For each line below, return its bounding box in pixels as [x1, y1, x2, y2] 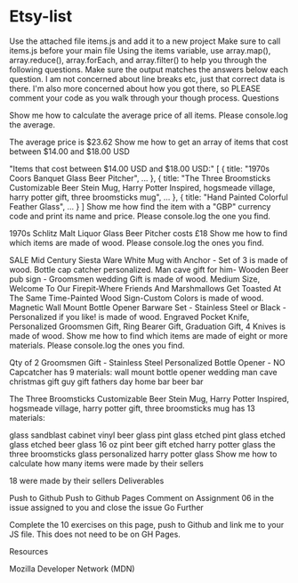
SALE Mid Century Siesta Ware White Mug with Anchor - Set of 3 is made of [9, 254, 288, 265]
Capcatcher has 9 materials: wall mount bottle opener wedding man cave [9, 366, 278, 377]
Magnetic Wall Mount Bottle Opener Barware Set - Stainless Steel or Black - [9, 301, 286, 313]
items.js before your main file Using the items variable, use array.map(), [9, 45, 271, 55]
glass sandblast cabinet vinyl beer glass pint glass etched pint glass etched [9, 430, 286, 440]
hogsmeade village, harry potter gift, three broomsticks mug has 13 [9, 403, 255, 414]
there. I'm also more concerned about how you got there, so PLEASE [9, 83, 261, 94]
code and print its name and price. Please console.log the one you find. [9, 210, 271, 221]
